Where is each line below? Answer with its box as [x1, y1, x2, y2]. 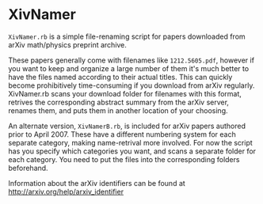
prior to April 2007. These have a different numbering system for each [8, 129, 236, 139]
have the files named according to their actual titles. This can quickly [8, 72, 233, 81]
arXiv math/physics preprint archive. [8, 40, 127, 49]
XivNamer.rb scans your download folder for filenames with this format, [8, 89, 242, 98]
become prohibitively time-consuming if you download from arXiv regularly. [8, 81, 255, 90]
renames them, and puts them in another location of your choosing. [8, 105, 228, 115]
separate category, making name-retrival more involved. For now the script [8, 138, 253, 147]
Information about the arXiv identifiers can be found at [8, 178, 186, 187]
